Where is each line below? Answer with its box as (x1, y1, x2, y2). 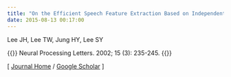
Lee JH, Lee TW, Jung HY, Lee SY (7, 35, 104, 43)
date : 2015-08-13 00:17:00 (7, 16, 85, 23)
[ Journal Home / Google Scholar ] (7, 62, 104, 70)
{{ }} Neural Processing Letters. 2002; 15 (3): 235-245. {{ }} (7, 49, 172, 57)
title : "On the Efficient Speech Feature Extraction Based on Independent (7, 10, 226, 17)
